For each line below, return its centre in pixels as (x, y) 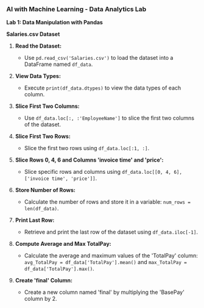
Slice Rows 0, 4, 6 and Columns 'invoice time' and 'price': (89, 160)
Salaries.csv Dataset (33, 34)
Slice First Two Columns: (47, 106)
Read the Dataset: (38, 46)
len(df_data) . (41, 209)
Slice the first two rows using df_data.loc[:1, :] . (87, 148)
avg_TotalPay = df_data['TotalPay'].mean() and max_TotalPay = (105, 262)
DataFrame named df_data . (58, 64)
